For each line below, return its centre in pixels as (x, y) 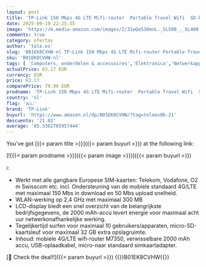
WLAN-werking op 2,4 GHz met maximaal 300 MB (79, 199)
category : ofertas (30, 41)
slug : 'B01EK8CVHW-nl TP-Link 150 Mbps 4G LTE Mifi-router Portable (96, 52)
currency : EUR (25, 75)
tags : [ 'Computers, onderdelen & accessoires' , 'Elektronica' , (89, 63)
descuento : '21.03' (31, 120)
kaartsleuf (28, 232)
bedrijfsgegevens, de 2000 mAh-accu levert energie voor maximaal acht (107, 213)
